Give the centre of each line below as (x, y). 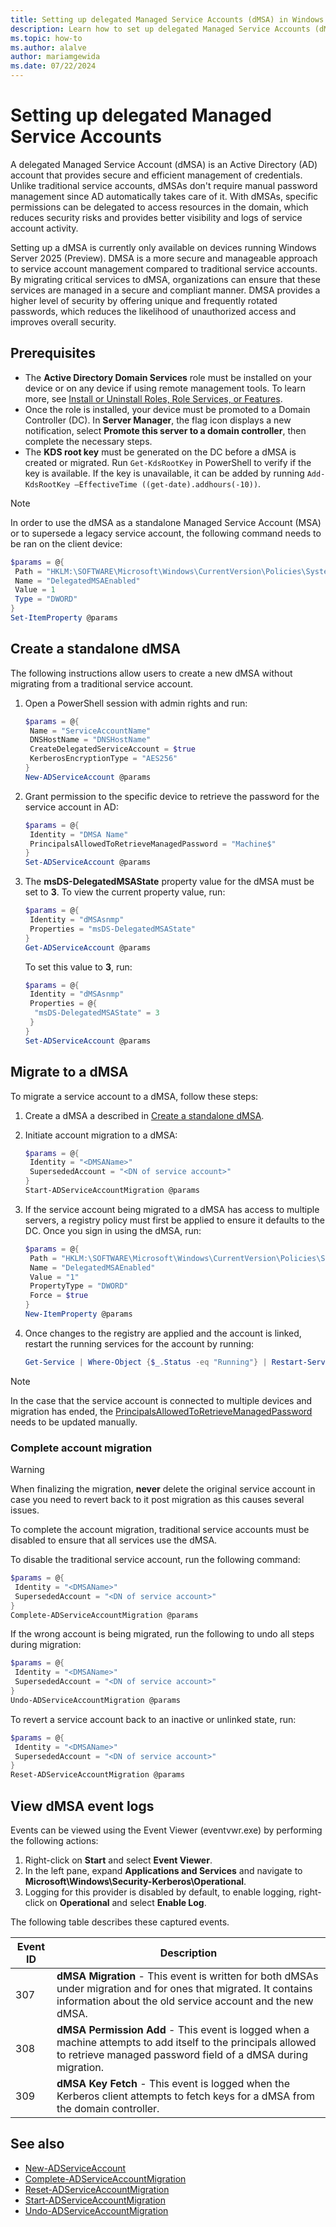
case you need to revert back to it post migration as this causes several (157, 1500)
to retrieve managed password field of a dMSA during (182, 2054)
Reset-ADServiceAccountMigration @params (98, 1775)
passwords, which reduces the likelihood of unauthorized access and (153, 311)
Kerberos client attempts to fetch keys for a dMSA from (185, 2096)
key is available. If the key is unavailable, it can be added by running (164, 473)
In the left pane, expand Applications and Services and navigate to (163, 1870)
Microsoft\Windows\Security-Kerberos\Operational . (135, 1881)
